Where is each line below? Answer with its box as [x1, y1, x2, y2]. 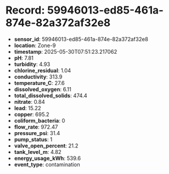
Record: [5, 4, 45, 17]
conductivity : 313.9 [14, 73, 63, 80]
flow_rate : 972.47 [14, 123, 58, 130]
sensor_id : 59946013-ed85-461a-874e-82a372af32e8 [14, 35, 148, 42]
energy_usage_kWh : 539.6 [14, 155, 81, 162]
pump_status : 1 [14, 136, 53, 143]
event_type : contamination [14, 160, 80, 168]
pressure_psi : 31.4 [14, 129, 60, 136]
